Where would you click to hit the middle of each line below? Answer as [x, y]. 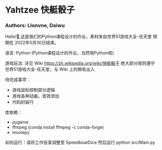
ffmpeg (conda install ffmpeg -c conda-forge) [58, 127]
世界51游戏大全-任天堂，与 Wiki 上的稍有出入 [50, 69]
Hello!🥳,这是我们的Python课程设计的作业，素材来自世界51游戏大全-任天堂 [78, 36]
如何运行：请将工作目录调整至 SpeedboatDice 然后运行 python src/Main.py [80, 142]
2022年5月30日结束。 [37, 43]
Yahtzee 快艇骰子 [40, 10]
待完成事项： [18, 80]
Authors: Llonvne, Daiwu [35, 26]
